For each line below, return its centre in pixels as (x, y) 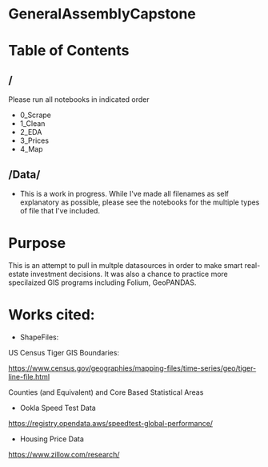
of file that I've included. (60, 211)
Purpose (37, 244)
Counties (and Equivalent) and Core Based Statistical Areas (106, 392)
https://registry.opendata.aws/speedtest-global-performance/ (111, 423)
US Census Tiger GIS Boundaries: (64, 352)
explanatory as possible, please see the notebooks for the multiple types (140, 202)
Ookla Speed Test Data (58, 408)
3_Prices (34, 140)
